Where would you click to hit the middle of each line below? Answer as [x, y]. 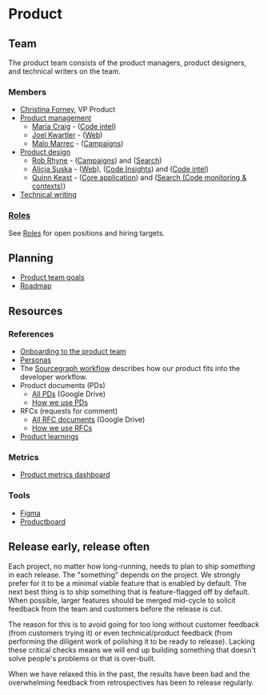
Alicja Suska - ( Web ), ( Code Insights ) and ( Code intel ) [120, 169]
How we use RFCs [62, 428]
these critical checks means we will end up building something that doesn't [132, 649]
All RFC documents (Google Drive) [88, 420]
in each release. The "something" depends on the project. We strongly [125, 575]
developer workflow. [54, 377]
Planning [31, 258]
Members [27, 91]
